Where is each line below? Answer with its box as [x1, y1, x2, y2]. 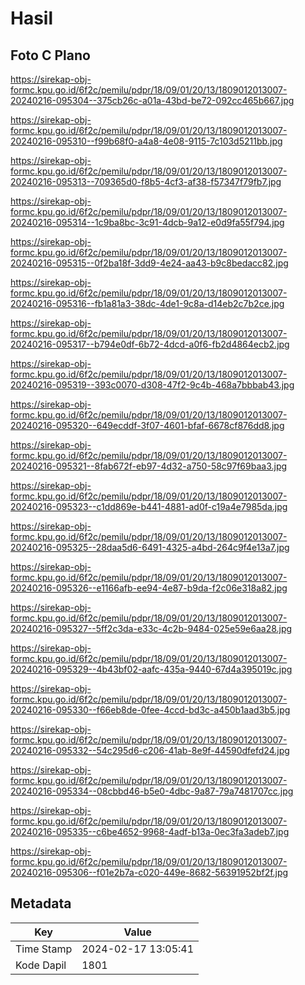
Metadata [10, 895, 72, 912]
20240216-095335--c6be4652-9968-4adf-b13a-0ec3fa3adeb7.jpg [10, 826, 290, 837]
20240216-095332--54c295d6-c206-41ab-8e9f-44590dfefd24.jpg [10, 745, 290, 756]
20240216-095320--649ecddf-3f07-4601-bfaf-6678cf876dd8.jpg [10, 420, 285, 431]
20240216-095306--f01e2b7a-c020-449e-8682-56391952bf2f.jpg [10, 867, 289, 878]
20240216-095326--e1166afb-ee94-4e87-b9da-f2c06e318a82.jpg [10, 582, 288, 594]
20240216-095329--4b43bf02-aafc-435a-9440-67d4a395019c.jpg [10, 663, 293, 675]
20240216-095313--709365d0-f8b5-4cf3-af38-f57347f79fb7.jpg [10, 176, 282, 187]
